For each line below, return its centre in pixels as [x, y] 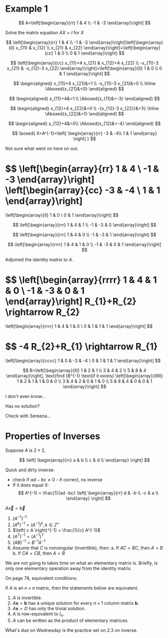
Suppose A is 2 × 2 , [26, 450]
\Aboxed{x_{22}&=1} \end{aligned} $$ [85, 114]
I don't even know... [26, 396]
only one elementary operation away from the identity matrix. [69, 568]
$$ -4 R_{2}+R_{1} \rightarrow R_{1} [81, 347]
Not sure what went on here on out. [42, 148]
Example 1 [27, 9]
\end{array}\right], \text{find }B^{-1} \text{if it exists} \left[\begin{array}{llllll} [85, 376]
